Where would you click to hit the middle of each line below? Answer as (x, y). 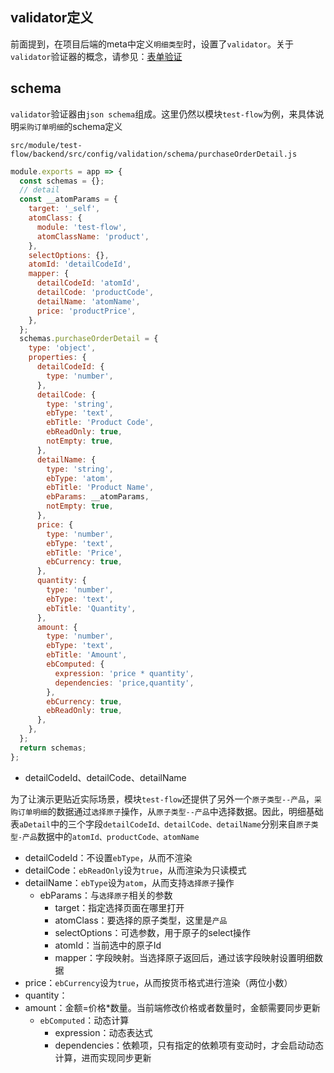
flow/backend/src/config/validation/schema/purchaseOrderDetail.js (154, 154)
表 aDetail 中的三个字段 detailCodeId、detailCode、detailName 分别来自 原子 (161, 824)
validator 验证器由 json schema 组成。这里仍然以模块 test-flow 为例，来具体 (163, 114)
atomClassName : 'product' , (93, 236)
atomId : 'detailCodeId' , (80, 264)
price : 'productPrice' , (86, 311)
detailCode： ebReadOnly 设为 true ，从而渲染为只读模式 (135, 870)
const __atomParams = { (68, 199)
